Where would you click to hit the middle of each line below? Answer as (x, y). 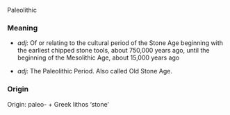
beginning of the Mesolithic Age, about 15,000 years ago (98, 57)
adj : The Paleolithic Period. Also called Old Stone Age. (95, 71)
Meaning (23, 28)
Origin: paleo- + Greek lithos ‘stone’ (58, 104)
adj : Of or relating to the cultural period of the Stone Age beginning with (120, 43)
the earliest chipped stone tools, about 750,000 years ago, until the (113, 51)
